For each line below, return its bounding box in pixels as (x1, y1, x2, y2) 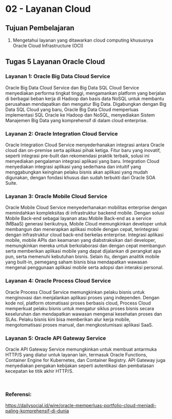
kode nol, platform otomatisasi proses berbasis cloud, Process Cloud (5, 300, 151, 306)
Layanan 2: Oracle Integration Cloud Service (5, 130, 118, 137)
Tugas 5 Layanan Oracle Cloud (5, 58, 105, 66)
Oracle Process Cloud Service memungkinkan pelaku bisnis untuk (5, 289, 145, 295)
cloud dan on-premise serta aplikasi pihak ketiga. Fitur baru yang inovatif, (5, 147, 161, 153)
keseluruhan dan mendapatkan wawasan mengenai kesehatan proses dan (5, 311, 162, 317)
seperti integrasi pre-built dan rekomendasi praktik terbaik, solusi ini (5, 153, 150, 159)
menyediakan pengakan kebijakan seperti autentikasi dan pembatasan (5, 363, 154, 369)
